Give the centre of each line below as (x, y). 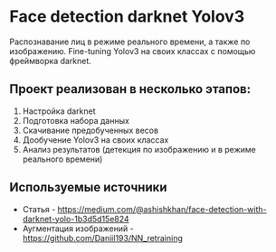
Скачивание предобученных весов (90, 130)
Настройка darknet (59, 111)
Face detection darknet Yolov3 (127, 17)
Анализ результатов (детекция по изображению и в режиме (139, 149)
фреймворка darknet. (51, 61)
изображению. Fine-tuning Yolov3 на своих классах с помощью (133, 51)
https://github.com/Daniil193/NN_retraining (102, 238)
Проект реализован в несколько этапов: (130, 89)
